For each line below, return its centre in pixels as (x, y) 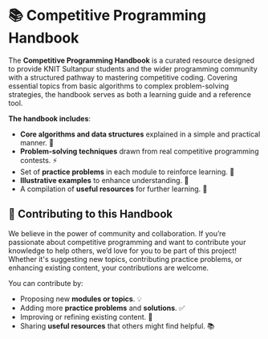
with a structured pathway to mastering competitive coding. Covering (123, 77)
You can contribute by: (46, 283)
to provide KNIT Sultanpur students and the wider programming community (133, 68)
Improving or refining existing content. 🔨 (86, 317)
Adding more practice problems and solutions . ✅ (102, 308)
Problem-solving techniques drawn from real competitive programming (139, 151)
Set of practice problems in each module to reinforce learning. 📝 (127, 172)
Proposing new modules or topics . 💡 (81, 299)
